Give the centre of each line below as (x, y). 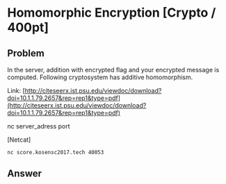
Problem (26, 53)
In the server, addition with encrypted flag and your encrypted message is (113, 70)
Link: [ (16, 91)
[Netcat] (19, 140)
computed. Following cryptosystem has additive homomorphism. (100, 77)
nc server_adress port (39, 126)
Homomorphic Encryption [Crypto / (112, 13)
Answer (25, 174)
